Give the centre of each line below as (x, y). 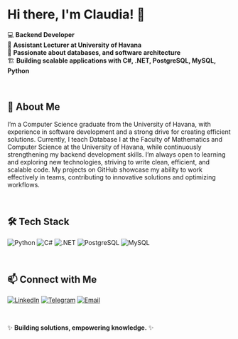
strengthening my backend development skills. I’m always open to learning (117, 154)
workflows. (24, 184)
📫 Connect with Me (52, 280)
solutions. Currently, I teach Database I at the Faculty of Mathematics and (115, 139)
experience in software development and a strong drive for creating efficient (119, 132)
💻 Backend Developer (41, 34)
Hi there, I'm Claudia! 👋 (76, 15)
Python (18, 71)
